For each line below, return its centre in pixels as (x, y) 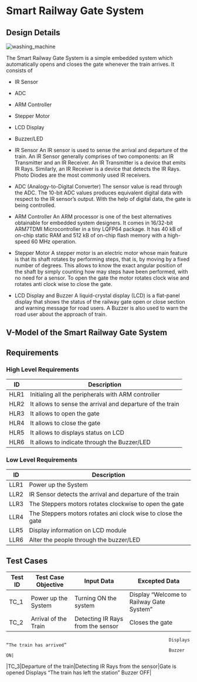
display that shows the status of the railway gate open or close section (100, 302)
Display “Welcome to (158, 594)
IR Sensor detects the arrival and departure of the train (104, 495)
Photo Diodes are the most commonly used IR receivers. (82, 175)
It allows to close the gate (65, 423)
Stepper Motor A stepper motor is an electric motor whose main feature (101, 253)
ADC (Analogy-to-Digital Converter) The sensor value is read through (98, 187)
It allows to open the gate (65, 414)
